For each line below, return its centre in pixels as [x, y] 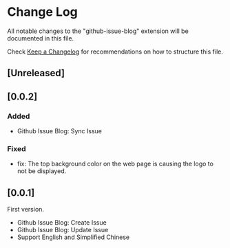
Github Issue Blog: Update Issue [63, 230]
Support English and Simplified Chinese [73, 237]
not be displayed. [42, 171]
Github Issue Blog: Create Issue [62, 223]
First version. [26, 210]
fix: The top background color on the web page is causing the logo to [115, 164]
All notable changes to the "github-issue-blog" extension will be [98, 31]
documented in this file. [41, 38]
